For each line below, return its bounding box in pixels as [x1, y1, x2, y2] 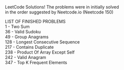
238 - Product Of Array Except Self [5, 49, 75, 55]
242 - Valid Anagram [5, 55, 47, 60]
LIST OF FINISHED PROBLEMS [5, 19, 66, 24]
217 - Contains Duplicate [5, 44, 54, 50]
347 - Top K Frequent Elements [5, 60, 68, 65]
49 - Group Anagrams [5, 34, 49, 40]
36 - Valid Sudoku [5, 29, 41, 34]
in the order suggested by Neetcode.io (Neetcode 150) [5, 9, 114, 15]
